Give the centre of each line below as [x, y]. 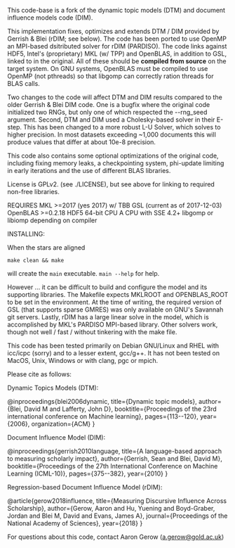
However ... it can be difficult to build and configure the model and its [107, 287]
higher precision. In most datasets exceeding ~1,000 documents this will [112, 134]
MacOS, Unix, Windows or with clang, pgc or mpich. [83, 361]
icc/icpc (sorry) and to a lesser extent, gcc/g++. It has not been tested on [113, 353]
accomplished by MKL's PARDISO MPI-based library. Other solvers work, [113, 324]
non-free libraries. [33, 192]
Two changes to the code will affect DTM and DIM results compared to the [115, 97]
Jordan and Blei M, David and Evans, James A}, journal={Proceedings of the [117, 516]
